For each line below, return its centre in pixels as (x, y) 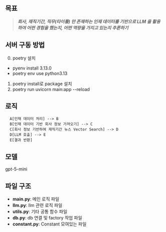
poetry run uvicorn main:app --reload (51, 89)
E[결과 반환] (21, 140)
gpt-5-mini (16, 169)
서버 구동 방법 (25, 45)
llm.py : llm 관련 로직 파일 (37, 205)
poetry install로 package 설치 (42, 83)
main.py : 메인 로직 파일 (36, 199)
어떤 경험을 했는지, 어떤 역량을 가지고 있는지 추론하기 (78, 27)
